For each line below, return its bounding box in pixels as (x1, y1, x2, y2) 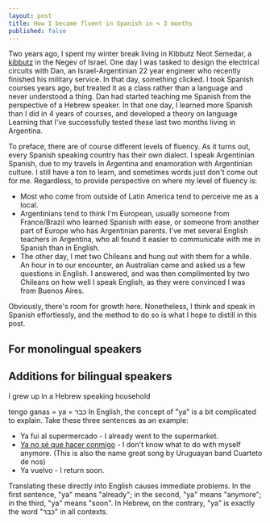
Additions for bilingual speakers (8, 370, 172, 383)
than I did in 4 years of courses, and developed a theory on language (8, 109, 238, 119)
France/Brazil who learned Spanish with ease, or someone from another (19, 217, 260, 227)
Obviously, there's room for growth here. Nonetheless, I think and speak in (8, 302, 255, 312)
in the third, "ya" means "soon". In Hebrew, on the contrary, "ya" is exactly (8, 498, 255, 508)
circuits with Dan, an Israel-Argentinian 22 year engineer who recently (8, 66, 241, 76)
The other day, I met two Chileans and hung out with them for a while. (19, 252, 252, 261)
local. (19, 200, 39, 210)
